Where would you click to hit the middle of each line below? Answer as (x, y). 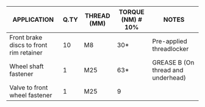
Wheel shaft (27, 66)
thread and (168, 70)
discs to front (28, 45)
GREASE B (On (173, 62)
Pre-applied (170, 41)
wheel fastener (31, 95)
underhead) (169, 78)
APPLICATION (33, 19)
